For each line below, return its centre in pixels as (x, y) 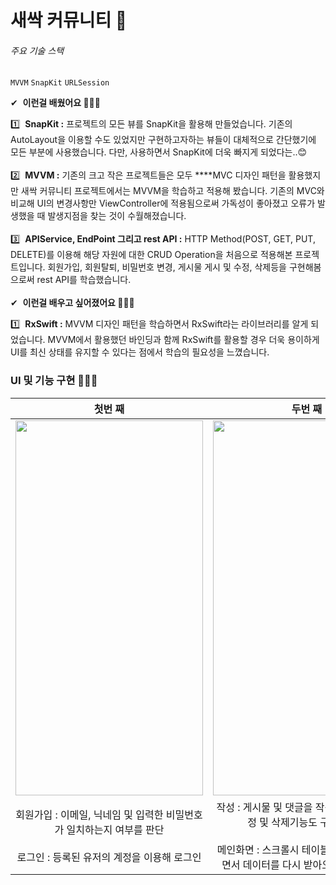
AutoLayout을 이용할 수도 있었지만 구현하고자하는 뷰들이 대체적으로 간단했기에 (163, 140)
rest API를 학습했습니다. (84, 280)
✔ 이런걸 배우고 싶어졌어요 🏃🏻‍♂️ (72, 303)
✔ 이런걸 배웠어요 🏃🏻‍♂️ (55, 103)
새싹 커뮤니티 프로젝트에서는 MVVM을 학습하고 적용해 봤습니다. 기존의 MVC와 (172, 191)
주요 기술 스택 (37, 50)
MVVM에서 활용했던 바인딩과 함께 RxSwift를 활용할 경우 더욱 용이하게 (183, 340)
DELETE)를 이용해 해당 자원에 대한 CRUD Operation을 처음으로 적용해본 (151, 255)
